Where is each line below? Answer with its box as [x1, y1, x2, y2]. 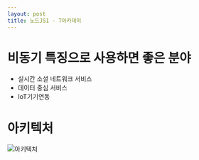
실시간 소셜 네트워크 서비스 [17, 75, 92, 83]
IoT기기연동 [17, 92, 50, 101]
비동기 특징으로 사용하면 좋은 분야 [7, 50, 191, 66]
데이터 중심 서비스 [17, 83, 68, 92]
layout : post [7, 10, 46, 18]
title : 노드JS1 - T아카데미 [7, 17, 82, 24]
